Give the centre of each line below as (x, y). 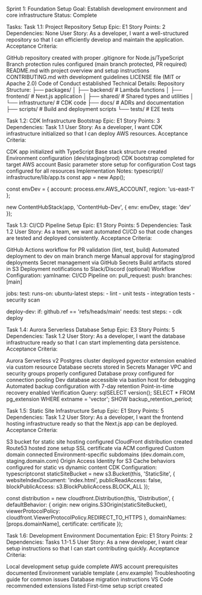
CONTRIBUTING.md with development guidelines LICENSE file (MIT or (93, 77)
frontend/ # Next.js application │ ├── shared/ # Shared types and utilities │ (100, 96)
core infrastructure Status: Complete (52, 15)
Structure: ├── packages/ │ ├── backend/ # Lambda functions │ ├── (94, 90)
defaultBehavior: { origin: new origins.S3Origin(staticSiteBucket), (87, 504)
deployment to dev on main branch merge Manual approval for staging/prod (100, 256)
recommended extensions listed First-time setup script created (84, 586)
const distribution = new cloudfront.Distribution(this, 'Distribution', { (90, 498)
